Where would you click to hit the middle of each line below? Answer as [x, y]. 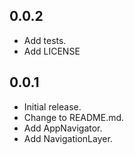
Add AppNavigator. [63, 128]
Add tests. [45, 40]
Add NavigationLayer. [68, 138]
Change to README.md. [74, 117]
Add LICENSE [52, 51]
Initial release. [52, 106]
